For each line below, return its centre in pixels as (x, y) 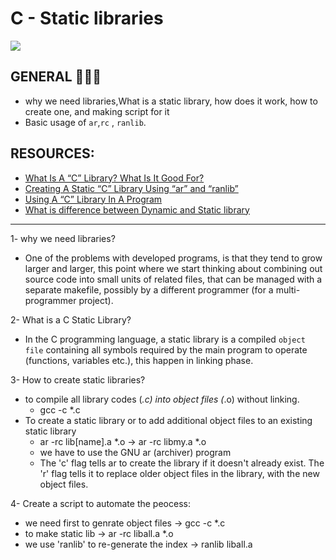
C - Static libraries (87, 18)
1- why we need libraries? (63, 238)
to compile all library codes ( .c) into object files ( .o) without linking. (162, 399)
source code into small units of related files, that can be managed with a (173, 279)
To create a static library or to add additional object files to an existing (168, 420)
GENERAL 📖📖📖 (56, 77)
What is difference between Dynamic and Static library (137, 209)
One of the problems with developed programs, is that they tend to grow (173, 258)
